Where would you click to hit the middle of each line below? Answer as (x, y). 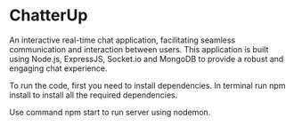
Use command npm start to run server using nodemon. (110, 112)
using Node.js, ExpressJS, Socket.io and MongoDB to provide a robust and (147, 59)
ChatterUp (49, 16)
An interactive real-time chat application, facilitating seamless (122, 40)
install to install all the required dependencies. (94, 95)
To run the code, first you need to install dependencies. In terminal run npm (147, 85)
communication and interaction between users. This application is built (139, 49)
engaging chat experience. (58, 68)
